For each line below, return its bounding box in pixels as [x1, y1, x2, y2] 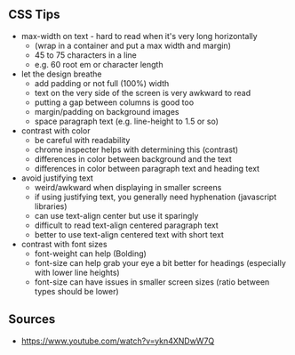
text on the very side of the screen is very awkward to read [34, 87, 251, 98]
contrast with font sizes [20, 238, 108, 249]
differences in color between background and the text [34, 153, 232, 164]
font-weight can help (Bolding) [34, 248, 147, 259]
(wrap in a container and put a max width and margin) [34, 40, 232, 51]
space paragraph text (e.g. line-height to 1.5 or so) [34, 116, 219, 126]
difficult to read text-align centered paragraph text [34, 220, 219, 230]
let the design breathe [20, 69, 102, 79]
